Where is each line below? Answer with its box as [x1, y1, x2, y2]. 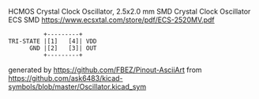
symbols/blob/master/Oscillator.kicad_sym [8, 82, 147, 91]
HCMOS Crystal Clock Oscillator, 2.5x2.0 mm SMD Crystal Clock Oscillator [8, 7, 251, 16]
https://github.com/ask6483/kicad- [8, 74, 124, 82]
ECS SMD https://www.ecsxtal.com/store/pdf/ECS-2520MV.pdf [8, 15, 215, 25]
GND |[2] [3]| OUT [28, 44, 97, 52]
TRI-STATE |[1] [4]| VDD [8, 37, 97, 45]
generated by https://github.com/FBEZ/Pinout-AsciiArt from [8, 65, 203, 74]
